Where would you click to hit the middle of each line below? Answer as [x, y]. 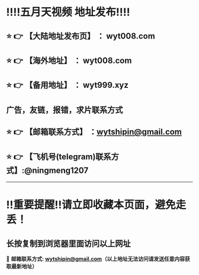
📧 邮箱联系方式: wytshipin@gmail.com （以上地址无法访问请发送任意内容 [96, 258]
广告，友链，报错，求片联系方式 [65, 110]
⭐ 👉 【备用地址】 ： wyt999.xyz [68, 85]
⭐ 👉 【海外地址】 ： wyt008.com [69, 60]
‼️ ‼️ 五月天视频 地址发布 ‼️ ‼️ [68, 12]
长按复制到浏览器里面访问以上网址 [68, 243]
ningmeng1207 [60, 170]
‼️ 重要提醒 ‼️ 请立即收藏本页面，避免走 [96, 205]
